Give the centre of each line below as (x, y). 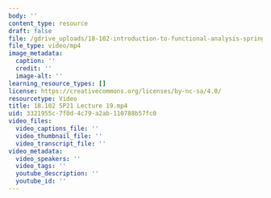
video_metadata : (35, 151)
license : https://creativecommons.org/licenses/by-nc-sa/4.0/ (115, 91)
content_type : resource (48, 23)
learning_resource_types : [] (57, 83)
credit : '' (34, 69)
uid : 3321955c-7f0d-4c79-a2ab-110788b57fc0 (83, 114)
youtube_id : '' (41, 181)
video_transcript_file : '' (61, 143)
